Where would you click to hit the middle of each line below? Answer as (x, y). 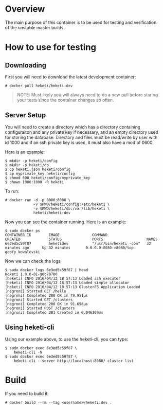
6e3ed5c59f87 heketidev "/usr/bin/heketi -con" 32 (78, 243)
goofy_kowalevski (23, 252)
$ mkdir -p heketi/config (31, 161)
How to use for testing (51, 47)
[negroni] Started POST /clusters (40, 308)
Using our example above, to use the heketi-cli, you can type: (67, 339)
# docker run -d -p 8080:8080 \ (38, 200)
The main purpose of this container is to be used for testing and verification (81, 22)
